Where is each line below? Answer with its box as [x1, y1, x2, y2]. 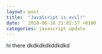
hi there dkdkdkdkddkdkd [6, 42, 70, 49]
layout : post [6, 8, 39, 15]
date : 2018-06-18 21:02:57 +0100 [6, 20, 97, 26]
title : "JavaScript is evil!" [6, 14, 86, 20]
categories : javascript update [6, 25, 86, 32]
